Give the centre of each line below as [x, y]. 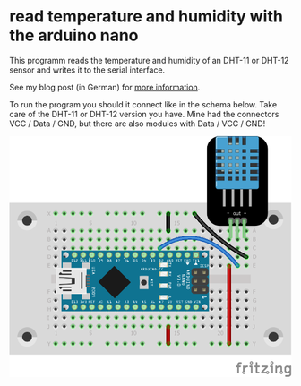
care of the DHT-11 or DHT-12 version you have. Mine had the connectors [144, 114]
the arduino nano [74, 35]
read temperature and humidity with [146, 17]
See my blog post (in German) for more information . [105, 87]
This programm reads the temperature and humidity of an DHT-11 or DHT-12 [149, 60]
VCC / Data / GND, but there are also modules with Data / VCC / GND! [138, 124]
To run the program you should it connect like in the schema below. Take [143, 104]
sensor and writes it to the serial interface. [87, 70]
